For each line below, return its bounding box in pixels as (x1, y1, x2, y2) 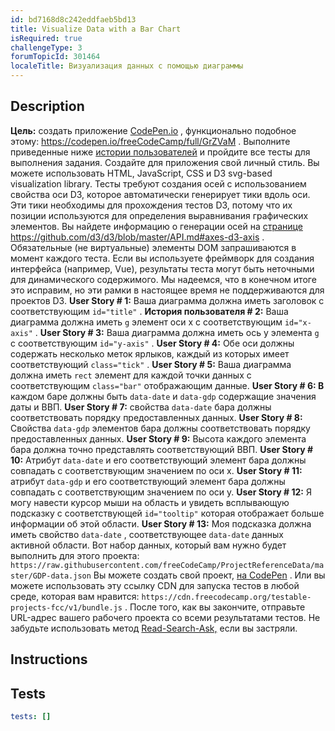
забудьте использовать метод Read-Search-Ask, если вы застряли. (10, 622, 298, 634)
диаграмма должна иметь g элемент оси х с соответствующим (10, 316, 283, 328)
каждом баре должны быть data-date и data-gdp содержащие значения (10, 390, 317, 402)
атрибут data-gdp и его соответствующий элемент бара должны (10, 475, 286, 487)
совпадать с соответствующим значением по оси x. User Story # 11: (10, 464, 303, 476)
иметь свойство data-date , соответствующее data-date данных (10, 528, 284, 540)
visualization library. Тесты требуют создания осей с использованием (10, 177, 307, 190)
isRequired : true (10, 33, 83, 43)
